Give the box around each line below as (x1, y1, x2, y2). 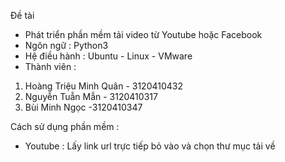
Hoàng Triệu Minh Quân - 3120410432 (24, 80, 184, 92)
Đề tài (10, 10, 35, 21)
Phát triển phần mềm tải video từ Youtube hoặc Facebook (24, 29, 263, 40)
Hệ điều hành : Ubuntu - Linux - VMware (24, 50, 193, 62)
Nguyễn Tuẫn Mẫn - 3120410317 (24, 91, 158, 102)
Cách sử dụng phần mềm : (10, 121, 120, 132)
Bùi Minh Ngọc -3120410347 (24, 101, 143, 113)
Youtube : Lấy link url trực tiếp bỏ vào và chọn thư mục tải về (24, 140, 276, 152)
